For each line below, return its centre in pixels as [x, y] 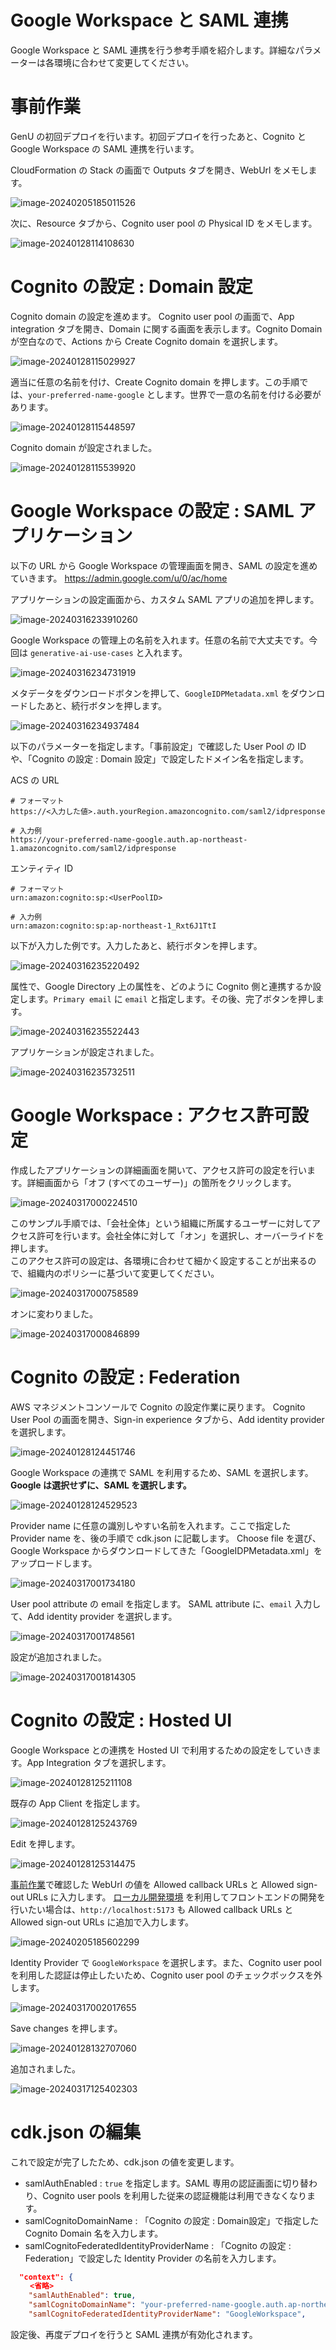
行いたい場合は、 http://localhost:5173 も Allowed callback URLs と [152, 1909]
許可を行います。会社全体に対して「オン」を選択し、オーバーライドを [180, 1235]
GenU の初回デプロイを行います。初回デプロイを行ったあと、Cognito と [158, 136]
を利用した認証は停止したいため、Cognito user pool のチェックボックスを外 [166, 1975]
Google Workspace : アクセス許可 [151, 1115]
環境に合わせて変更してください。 [124, 62]
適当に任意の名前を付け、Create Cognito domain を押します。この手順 [155, 382]
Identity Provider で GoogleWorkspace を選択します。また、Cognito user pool [166, 1962]
